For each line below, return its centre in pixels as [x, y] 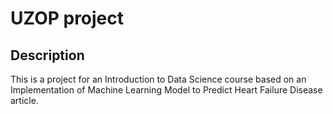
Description [47, 55]
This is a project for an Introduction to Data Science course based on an [158, 79]
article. [24, 100]
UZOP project [67, 18]
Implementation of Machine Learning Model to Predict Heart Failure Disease [166, 90]
